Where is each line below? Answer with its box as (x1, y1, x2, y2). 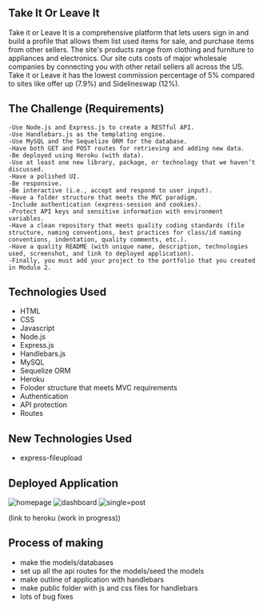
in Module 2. (8, 264, 52, 272)
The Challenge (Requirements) (8, 102, 165, 115)
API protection (19, 400, 68, 409)
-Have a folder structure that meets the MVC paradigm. (8, 193, 198, 201)
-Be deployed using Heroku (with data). (8, 151, 145, 159)
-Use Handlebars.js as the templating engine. (8, 130, 166, 139)
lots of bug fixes (19, 591, 74, 601)
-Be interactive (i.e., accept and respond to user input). (8, 186, 213, 195)
